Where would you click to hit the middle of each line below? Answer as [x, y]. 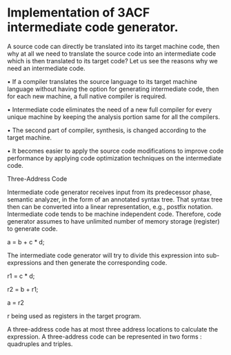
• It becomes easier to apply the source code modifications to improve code [115, 151]
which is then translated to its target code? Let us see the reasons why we [113, 61]
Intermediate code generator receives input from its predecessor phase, [110, 192]
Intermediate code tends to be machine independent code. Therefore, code [114, 214]
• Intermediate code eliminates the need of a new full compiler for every [110, 109]
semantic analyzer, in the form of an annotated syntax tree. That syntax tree [115, 199]
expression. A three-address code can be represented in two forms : [104, 336]
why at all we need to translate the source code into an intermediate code [112, 54]
